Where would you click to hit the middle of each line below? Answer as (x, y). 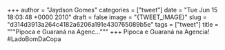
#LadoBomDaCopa (34, 39)
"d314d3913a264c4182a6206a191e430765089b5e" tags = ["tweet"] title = (113, 24)
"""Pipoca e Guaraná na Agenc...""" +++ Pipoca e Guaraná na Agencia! (108, 32)
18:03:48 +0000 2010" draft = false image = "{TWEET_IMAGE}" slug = (107, 17)
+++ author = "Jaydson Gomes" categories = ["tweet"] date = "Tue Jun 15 (112, 10)
